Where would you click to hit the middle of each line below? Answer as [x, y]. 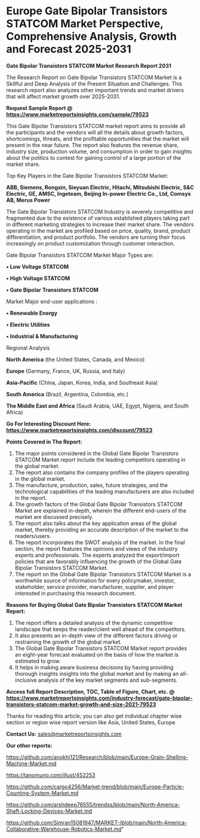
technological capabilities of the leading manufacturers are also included [104, 491]
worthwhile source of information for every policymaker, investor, [95, 580]
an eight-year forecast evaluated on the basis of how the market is [97, 654]
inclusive [26, 680]
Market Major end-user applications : [52, 301]
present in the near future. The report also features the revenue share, [93, 145]
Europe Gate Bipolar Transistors [87, 11]
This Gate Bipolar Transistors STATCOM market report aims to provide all [96, 126]
